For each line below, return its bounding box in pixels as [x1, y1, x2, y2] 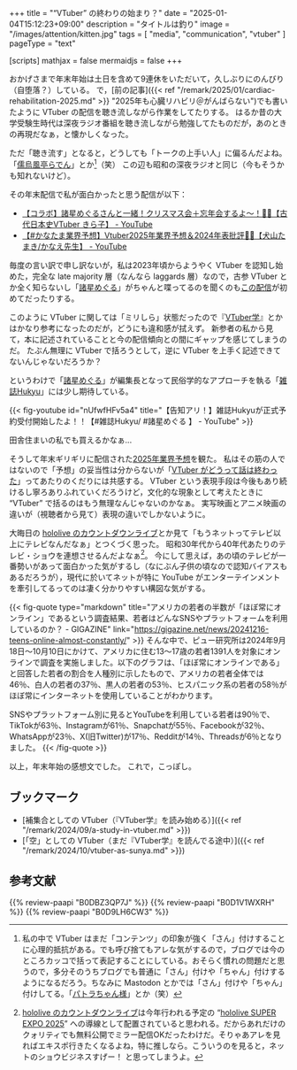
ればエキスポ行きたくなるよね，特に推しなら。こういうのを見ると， [21, 1040, 270, 1051]
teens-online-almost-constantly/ [9, 635, 127, 646]
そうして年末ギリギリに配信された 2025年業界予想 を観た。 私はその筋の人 [9, 453, 278, 464]
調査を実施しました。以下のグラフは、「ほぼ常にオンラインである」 [39, 658, 285, 668]
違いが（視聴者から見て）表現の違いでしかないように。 [9, 508, 210, 520]
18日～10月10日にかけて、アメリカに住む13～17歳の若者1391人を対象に [9, 646, 265, 657]
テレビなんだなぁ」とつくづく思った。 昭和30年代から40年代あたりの [24, 538, 278, 549]
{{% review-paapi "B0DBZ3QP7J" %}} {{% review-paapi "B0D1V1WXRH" [9, 897, 276, 907]
